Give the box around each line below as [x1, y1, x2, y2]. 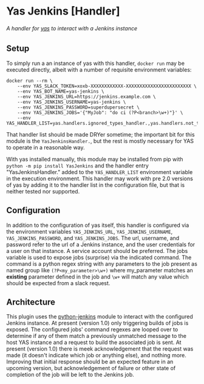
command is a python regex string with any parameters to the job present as [6, 260, 197, 268]
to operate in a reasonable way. [6, 144, 85, 151]
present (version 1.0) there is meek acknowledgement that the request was [6, 345, 194, 352]
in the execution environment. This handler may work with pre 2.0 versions [6, 175, 193, 182]
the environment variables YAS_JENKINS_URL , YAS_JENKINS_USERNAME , [6, 227, 173, 235]
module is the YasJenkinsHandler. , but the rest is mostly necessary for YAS [6, 137, 194, 144]
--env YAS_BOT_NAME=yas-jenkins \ [17, 88, 104, 95]
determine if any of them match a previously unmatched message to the [6, 332, 187, 340]
